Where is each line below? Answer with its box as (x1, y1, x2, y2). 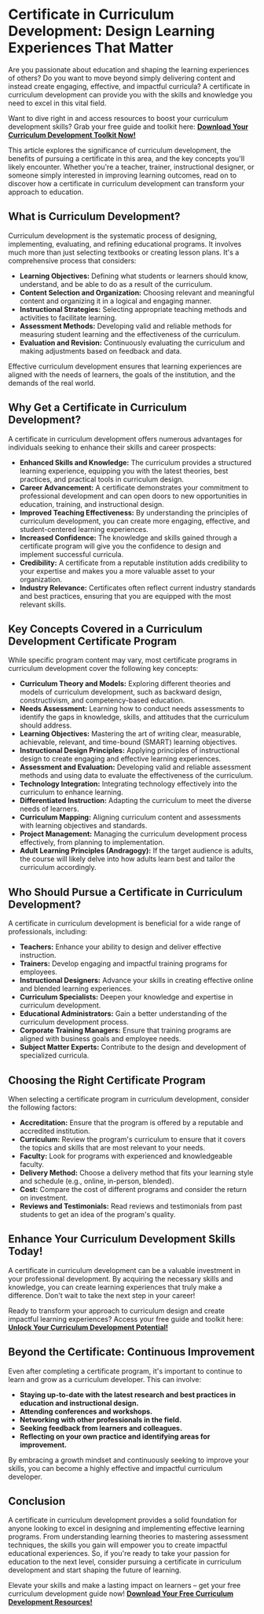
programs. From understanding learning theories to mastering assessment (8, 1532, 249, 1542)
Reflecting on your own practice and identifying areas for (19, 1432, 211, 1441)
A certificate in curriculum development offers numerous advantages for (8, 434, 243, 443)
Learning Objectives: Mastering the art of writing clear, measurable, (19, 729, 242, 739)
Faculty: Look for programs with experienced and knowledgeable (19, 1151, 233, 1161)
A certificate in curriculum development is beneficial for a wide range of (8, 919, 241, 928)
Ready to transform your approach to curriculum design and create (8, 1306, 225, 1315)
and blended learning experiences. (19, 984, 133, 993)
